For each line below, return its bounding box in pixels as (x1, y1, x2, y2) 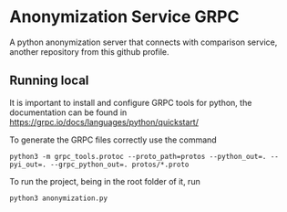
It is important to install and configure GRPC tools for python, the (9, 97, 252, 108)
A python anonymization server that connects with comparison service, (9, 37, 278, 48)
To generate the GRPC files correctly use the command (9, 134, 217, 145)
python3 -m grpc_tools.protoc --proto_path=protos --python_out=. (9, 152, 267, 161)
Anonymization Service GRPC (9, 6, 240, 27)
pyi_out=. (9, 160, 47, 169)
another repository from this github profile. (9, 46, 170, 57)
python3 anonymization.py (9, 194, 108, 203)
